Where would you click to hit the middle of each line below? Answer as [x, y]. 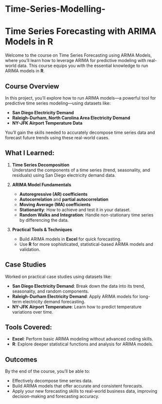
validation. [30, 249]
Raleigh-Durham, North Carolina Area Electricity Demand [71, 118]
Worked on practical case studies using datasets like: [58, 276]
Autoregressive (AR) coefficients [53, 194]
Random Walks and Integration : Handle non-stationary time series [86, 215]
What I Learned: [30, 153]
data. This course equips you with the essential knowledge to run [83, 66]
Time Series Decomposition [41, 165]
